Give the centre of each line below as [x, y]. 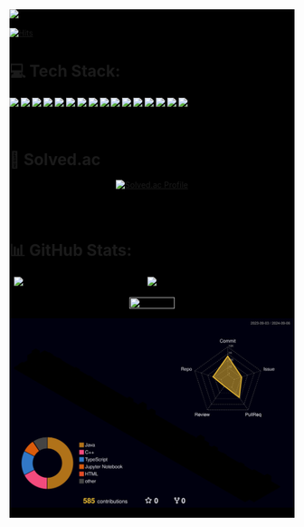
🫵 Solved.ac [55, 160]
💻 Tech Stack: [65, 71]
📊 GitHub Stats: [71, 251]
